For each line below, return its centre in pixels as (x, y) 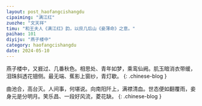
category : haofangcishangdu (41, 46)
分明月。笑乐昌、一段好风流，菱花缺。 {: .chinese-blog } (92, 96)
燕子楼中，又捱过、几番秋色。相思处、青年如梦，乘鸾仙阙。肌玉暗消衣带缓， (101, 68)
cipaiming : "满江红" (31, 17)
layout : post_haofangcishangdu (45, 12)
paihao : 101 (21, 34)
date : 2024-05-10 (28, 51)
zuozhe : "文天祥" (26, 23)
